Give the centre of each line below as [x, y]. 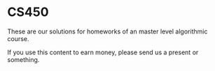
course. [18, 38]
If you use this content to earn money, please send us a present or [103, 52]
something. [23, 59]
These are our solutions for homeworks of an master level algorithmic [107, 31]
